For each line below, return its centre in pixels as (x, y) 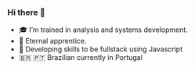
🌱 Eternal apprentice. (52, 41)
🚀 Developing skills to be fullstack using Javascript (101, 49)
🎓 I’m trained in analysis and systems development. (103, 30)
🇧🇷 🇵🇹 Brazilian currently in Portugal (80, 58)
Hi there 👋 (27, 12)
